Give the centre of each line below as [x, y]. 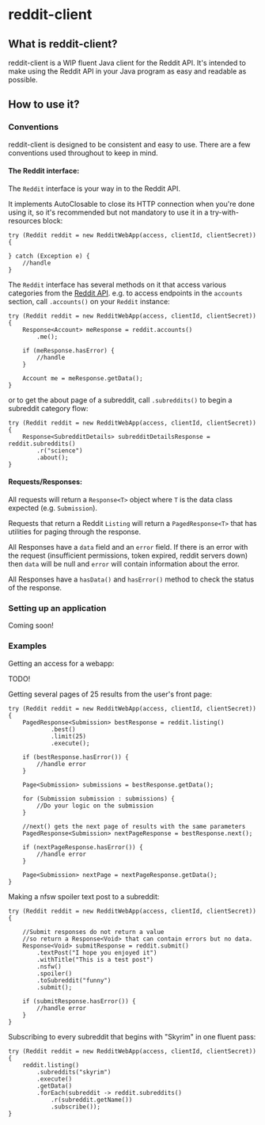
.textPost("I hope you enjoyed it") [97, 952]
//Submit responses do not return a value [93, 932]
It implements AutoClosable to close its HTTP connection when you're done [132, 204]
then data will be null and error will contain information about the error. [124, 564]
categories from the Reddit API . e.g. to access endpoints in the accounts [125, 293]
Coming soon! [31, 625]
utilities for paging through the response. [74, 532]
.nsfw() [49, 967]
